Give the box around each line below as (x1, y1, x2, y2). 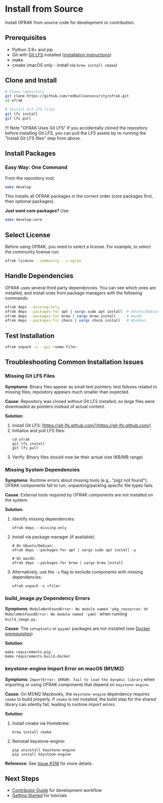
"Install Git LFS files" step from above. (5, 135, 81, 141)
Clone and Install (5, 76, 57, 85)
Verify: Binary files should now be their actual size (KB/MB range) (12, 454, 143, 460)
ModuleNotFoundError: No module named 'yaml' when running (5, 611, 128, 617)
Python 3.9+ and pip (12, 46, 53, 52)
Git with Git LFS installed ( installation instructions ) (12, 52, 112, 57)
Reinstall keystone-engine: (12, 738, 65, 744)
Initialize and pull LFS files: (12, 427, 65, 433)
